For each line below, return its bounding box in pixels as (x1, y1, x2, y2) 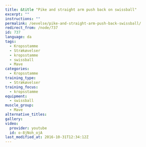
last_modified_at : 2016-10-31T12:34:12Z (5, 135, 89, 140)
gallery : (5, 116, 23, 122)
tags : (5, 39, 16, 44)
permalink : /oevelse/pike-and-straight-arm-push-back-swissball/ (5, 21, 141, 26)
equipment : (5, 94, 27, 98)
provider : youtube (9, 125, 48, 130)
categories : (5, 67, 29, 72)
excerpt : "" (5, 12, 29, 17)
